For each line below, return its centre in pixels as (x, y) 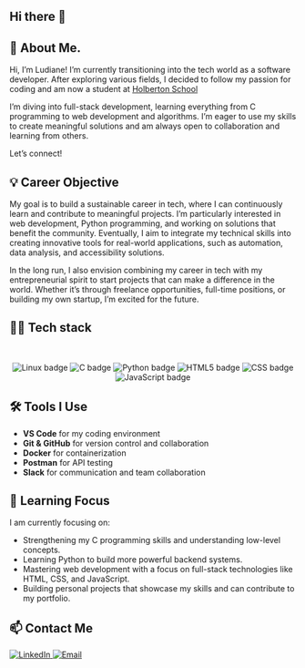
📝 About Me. (46, 48)
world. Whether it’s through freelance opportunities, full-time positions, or (147, 290)
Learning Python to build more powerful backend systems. (132, 560)
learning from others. (49, 136)
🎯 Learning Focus (60, 501)
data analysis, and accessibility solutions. (87, 252)
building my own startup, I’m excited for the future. (104, 299)
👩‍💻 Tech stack (51, 328)
